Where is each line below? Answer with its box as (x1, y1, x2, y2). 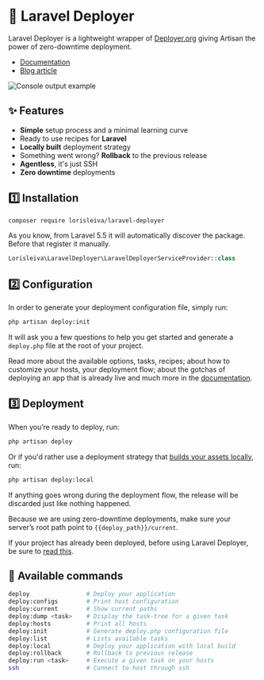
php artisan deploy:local (8, 476, 94, 484)
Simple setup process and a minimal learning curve (19, 125, 189, 134)
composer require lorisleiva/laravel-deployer (8, 216, 165, 225)
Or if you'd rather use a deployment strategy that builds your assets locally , (8, 452, 254, 462)
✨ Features (8, 104, 64, 118)
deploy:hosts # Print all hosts (8, 620, 147, 628)
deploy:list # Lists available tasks (8, 635, 169, 643)
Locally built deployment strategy (19, 142, 131, 152)
